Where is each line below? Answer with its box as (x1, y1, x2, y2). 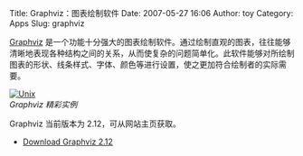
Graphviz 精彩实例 (9, 99, 78, 110)
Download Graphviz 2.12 (22, 136, 113, 147)
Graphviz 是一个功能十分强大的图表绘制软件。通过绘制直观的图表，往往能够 (9, 37, 291, 47)
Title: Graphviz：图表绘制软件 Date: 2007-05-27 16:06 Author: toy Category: (9, 8, 294, 18)
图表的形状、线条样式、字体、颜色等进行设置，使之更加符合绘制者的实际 (9, 60, 279, 69)
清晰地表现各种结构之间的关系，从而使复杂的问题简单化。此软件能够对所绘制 (9, 48, 295, 59)
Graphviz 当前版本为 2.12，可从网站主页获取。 (9, 118, 181, 129)
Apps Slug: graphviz (9, 18, 85, 29)
